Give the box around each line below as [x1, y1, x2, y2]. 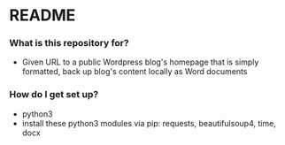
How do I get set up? [9, 88, 99, 101]
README [9, 5, 76, 26]
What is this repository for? [9, 37, 130, 50]
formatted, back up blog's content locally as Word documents [21, 66, 248, 77]
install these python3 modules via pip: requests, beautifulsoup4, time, [21, 118, 276, 128]
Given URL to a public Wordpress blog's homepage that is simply [21, 57, 259, 67]
